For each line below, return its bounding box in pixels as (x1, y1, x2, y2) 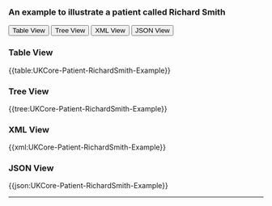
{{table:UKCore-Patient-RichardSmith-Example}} (8, 65, 172, 75)
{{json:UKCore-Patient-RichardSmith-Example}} (8, 181, 168, 191)
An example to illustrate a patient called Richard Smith (8, 6, 226, 18)
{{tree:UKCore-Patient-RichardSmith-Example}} (8, 103, 168, 113)
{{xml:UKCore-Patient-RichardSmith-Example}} (8, 142, 167, 152)
